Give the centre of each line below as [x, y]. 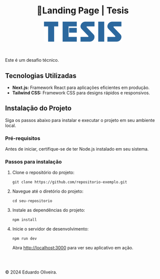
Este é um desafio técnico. [32, 60]
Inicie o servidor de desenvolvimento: [50, 229]
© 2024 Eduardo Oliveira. [31, 272]
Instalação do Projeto [38, 108]
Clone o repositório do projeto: [43, 172]
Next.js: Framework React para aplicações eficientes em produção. [81, 88]
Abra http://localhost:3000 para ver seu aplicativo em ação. [73, 248]
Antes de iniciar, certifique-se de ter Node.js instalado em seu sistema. [77, 149]
